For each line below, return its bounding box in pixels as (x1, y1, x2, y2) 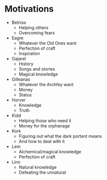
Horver (11, 97, 26, 103)
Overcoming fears (18, 30, 55, 36)
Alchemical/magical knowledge (18, 148, 82, 154)
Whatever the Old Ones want (18, 40, 77, 46)
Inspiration (18, 50, 40, 56)
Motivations (4, 3, 54, 15)
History (18, 61, 33, 67)
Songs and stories (18, 66, 55, 72)
